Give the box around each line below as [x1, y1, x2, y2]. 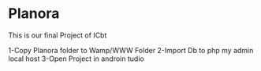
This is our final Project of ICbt [8, 30, 107, 40]
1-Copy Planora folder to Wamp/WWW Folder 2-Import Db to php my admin [8, 45, 254, 55]
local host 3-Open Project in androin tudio [8, 54, 144, 63]
